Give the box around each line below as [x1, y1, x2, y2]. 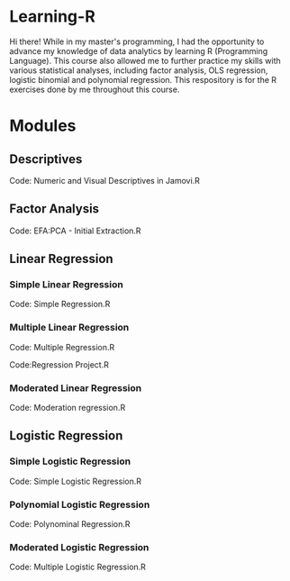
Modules [9, 115, 77, 136]
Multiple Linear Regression [9, 322, 130, 334]
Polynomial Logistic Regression [9, 498, 150, 511]
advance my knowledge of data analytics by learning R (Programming [9, 45, 268, 56]
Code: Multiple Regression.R [9, 341, 115, 352]
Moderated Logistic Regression [9, 540, 150, 553]
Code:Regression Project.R [9, 359, 110, 370]
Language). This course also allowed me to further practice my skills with [9, 55, 281, 66]
